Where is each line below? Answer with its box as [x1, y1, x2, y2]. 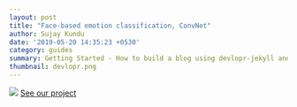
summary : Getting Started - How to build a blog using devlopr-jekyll [9, 54, 275, 63]
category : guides [9, 46, 73, 55]
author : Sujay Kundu [9, 29, 86, 38]
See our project [19, 88, 77, 98]
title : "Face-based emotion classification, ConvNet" [9, 21, 212, 30]
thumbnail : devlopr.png [9, 63, 97, 72]
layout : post [9, 12, 57, 22]
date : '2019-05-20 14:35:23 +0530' [9, 37, 141, 47]
